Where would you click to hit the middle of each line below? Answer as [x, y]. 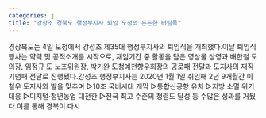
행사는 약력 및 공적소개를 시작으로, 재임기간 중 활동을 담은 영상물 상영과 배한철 [129, 56]
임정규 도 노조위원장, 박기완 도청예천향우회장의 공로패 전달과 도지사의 [132, 66]
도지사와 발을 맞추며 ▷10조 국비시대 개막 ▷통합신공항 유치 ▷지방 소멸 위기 [139, 86]
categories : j [32, 15]
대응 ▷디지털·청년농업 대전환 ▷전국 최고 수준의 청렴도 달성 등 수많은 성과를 [125, 96]
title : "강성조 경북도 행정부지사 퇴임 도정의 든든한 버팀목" [95, 23]
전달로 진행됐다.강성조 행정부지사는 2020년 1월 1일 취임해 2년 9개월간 [137, 76]
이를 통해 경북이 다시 [48, 106]
